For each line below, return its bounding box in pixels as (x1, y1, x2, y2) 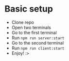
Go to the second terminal (11, 40, 64, 46)
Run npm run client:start (11, 45, 65, 51)
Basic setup (4, 3, 53, 15)
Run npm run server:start (11, 35, 65, 41)
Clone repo (11, 19, 34, 25)
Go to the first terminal (11, 30, 57, 35)
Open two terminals (11, 24, 52, 30)
